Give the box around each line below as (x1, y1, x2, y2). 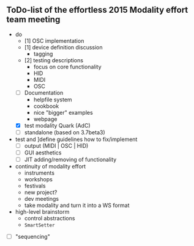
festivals (24, 183, 46, 190)
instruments (24, 169, 55, 176)
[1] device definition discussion (24, 43, 103, 51)
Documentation (24, 89, 64, 96)
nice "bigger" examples (33, 109, 93, 116)
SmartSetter (24, 222, 55, 228)
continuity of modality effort (15, 163, 86, 170)
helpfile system (33, 96, 72, 103)
